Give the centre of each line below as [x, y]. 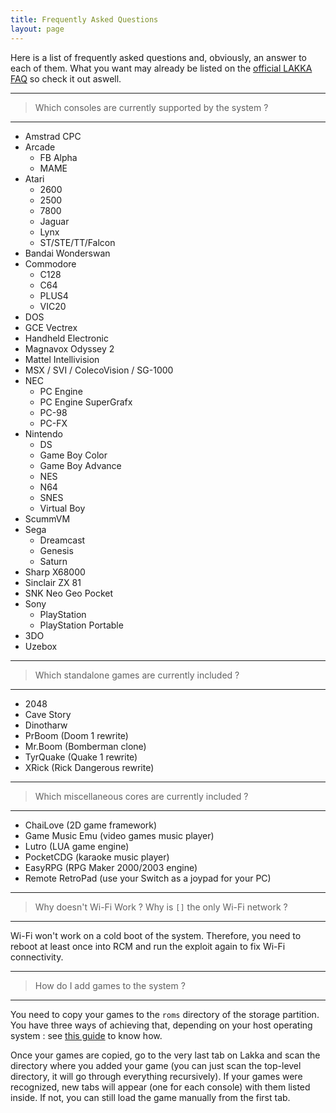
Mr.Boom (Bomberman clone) [85, 746]
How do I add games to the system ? [110, 985]
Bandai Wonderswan [67, 253]
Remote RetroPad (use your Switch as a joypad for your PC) [148, 878]
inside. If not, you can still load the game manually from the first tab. [150, 1097]
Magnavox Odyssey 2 [69, 348]
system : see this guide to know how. [86, 1035]
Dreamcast [62, 540]
